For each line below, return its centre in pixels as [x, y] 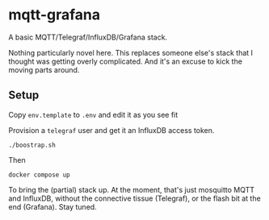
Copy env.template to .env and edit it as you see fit [93, 114]
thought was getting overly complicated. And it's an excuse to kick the [125, 61]
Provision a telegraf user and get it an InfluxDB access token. [111, 130]
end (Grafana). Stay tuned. [53, 206]
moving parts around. [44, 69]
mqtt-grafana [55, 15]
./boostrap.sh [32, 145]
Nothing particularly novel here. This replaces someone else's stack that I [130, 52]
